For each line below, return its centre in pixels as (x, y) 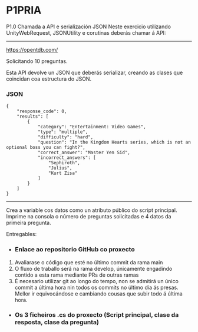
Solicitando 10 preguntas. (37, 61)
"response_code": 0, (42, 112)
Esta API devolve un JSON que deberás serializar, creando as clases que (95, 72)
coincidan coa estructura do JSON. (49, 79)
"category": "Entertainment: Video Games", (92, 127)
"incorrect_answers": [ (67, 158)
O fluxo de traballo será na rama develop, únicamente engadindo (93, 268)
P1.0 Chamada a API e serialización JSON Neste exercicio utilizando (88, 26)
